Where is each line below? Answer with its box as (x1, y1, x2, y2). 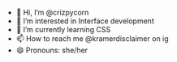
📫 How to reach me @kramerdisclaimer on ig (15, 34, 169, 43)
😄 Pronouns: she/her (15, 45, 88, 55)
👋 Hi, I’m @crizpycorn (15, 8, 89, 17)
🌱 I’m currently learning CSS (15, 25, 111, 34)
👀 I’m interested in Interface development (15, 16, 154, 26)
